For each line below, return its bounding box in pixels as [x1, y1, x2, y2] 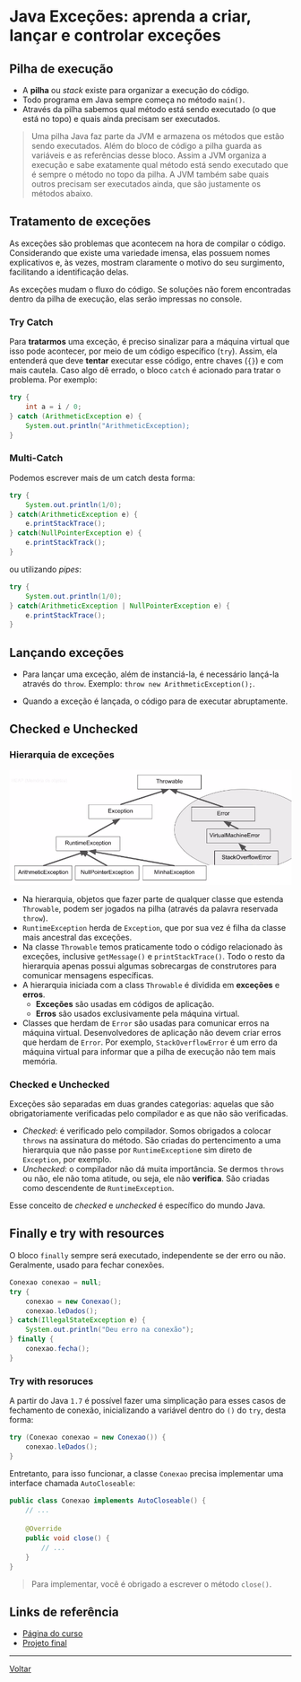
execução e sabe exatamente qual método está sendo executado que [30, 160, 288, 170]
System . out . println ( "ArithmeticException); [25, 421, 191, 430]
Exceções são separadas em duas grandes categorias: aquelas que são [9, 1099, 275, 1109]
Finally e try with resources [9, 1226, 165, 1241]
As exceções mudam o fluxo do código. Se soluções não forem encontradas [9, 284, 291, 294]
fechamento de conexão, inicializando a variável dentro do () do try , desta [9, 1405, 287, 1415]
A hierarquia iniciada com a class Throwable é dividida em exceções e [21, 979, 280, 990]
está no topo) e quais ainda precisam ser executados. [21, 114, 221, 124]
